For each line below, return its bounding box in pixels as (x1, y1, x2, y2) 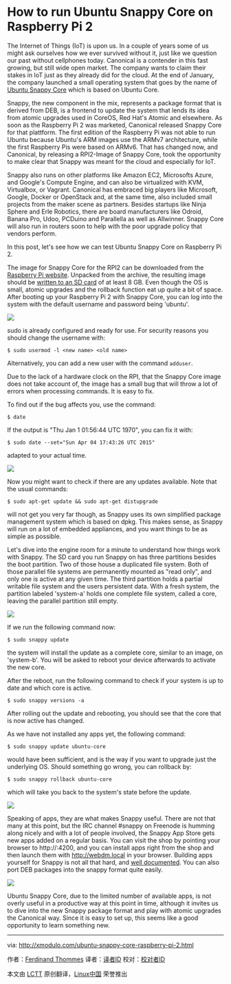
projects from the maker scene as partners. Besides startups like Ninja (7, 200, 206, 208)
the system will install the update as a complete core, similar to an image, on (7, 648, 223, 657)
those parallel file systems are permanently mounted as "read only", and (7, 567, 212, 575)
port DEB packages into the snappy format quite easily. (7, 865, 164, 874)
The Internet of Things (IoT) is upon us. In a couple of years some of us (7, 41, 209, 50)
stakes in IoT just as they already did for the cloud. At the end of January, (7, 70, 214, 79)
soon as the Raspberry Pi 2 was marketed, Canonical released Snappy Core (7, 121, 222, 129)
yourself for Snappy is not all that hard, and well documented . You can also (7, 858, 220, 866)
